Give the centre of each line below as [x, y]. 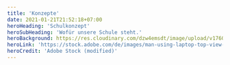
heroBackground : [30, 39]
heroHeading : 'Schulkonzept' [49, 26]
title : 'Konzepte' [33, 13]
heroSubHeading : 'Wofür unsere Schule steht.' [75, 32]
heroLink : [21, 45]
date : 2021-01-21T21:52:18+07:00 [55, 20]
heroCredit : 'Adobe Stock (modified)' [62, 51]
